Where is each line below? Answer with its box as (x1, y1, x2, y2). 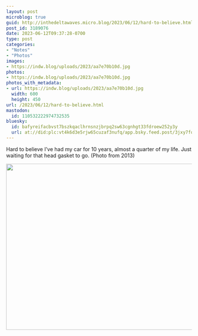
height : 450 (11, 96, 41, 102)
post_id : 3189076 (6, 25, 49, 31)
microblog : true (6, 14, 46, 20)
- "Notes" (6, 47, 31, 53)
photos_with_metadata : (6, 80, 62, 86)
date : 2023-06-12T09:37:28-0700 (6, 31, 85, 37)
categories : (6, 42, 35, 48)
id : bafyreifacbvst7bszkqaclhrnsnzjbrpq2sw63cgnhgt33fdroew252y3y (11, 124, 178, 130)
